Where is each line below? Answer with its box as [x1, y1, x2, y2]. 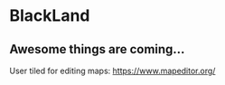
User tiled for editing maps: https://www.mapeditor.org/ [9, 65, 216, 76]
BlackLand [9, 5, 90, 26]
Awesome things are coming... [9, 42, 185, 57]
